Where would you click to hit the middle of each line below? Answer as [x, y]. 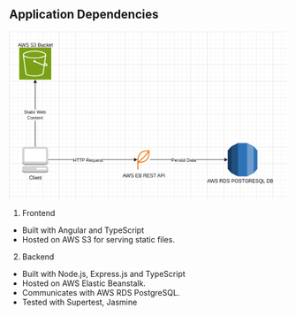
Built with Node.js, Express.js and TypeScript [103, 274]
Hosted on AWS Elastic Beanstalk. [83, 283]
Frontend [38, 212]
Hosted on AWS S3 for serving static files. [98, 239]
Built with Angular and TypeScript [83, 230]
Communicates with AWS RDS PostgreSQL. [101, 292]
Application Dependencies [84, 15]
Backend [38, 257]
